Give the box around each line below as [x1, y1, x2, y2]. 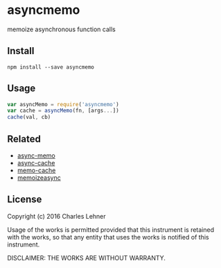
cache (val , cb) [7, 114, 51, 121]
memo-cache [17, 166, 56, 174]
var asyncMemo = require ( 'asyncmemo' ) [7, 101, 119, 108]
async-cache [17, 159, 55, 167]
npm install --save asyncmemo [7, 63, 95, 71]
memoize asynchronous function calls [7, 25, 116, 33]
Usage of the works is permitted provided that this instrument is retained [7, 225, 215, 234]
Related [7, 133, 42, 144]
